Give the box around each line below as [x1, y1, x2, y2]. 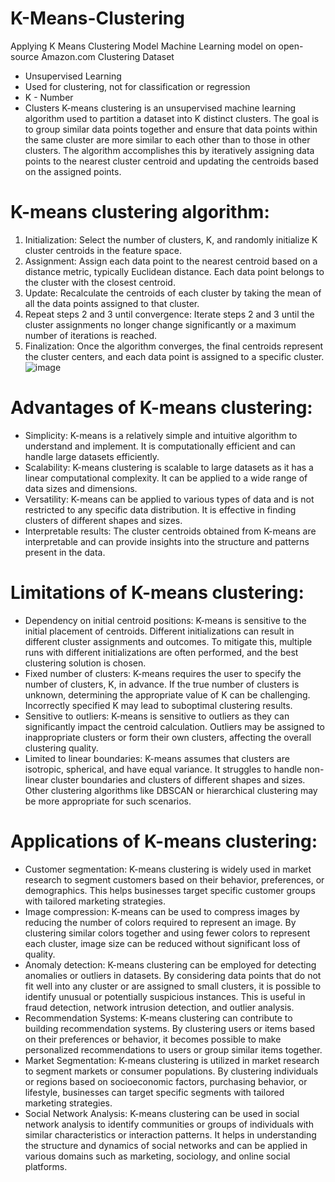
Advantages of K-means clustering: [10, 397, 313, 419]
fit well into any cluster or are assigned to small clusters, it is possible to [24, 980, 322, 992]
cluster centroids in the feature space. [24, 244, 183, 256]
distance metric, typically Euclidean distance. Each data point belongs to [24, 265, 325, 277]
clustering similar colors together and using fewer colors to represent [24, 927, 311, 939]
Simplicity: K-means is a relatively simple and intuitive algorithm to [24, 429, 298, 441]
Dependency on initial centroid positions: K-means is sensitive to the [24, 614, 307, 626]
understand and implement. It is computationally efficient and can [24, 440, 296, 452]
